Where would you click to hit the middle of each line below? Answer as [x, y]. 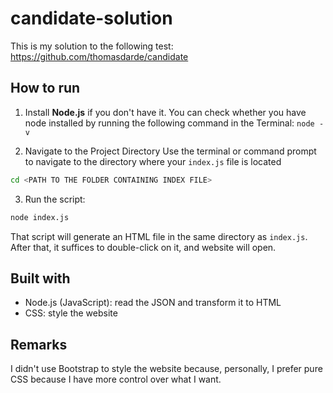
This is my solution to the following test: [92, 46]
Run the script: [55, 199]
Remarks [39, 344]
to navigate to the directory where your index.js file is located [153, 161]
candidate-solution [91, 18]
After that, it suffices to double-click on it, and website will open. [143, 247]
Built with [40, 278]
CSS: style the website [71, 313]
